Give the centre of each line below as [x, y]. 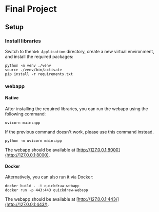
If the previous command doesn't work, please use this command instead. [79, 132]
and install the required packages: [39, 57]
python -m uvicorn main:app [34, 141]
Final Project [31, 9]
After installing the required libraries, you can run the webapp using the [77, 109]
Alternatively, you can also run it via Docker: [49, 177]
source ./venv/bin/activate [34, 70]
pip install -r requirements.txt [39, 74]
